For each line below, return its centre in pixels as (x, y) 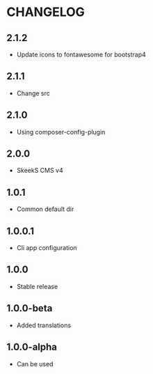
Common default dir (45, 209)
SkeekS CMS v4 (40, 171)
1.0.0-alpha (32, 347)
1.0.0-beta (30, 308)
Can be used (35, 364)
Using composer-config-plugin (61, 132)
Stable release (37, 286)
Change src (33, 93)
